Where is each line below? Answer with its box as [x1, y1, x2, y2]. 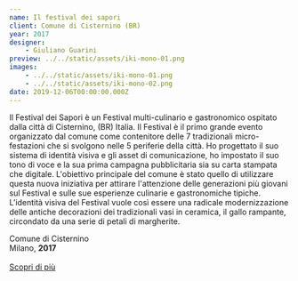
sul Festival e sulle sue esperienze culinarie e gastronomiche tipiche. [9, 188, 261, 198]
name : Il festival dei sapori [9, 12, 122, 22]
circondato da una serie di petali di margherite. [9, 215, 181, 227]
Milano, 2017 [9, 242, 57, 253]
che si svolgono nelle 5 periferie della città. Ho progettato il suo [46, 140, 279, 151]
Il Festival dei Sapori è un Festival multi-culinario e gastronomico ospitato [9, 112, 278, 123]
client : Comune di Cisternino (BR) [9, 21, 141, 30]
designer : [9, 37, 46, 47]
